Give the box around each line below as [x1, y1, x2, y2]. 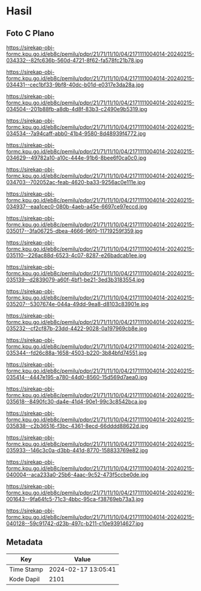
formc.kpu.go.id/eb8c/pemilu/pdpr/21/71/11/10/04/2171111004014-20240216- [6, 489, 195, 496]
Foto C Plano [6, 28, 54, 38]
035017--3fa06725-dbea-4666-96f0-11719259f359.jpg [6, 227, 143, 235]
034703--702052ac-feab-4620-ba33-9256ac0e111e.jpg [6, 179, 145, 185]
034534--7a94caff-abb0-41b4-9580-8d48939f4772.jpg [6, 130, 147, 137]
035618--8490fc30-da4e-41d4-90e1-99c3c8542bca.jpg [6, 398, 147, 405]
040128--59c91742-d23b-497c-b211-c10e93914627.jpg [6, 520, 144, 527]
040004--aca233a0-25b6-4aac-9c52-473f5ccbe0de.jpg [6, 471, 149, 478]
